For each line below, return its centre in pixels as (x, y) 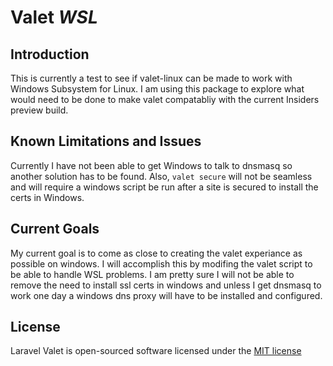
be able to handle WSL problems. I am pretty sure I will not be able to (152, 274)
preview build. (39, 110)
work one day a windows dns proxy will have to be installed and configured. (166, 295)
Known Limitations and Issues (106, 141)
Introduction (50, 54)
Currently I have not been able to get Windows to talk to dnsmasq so (151, 165)
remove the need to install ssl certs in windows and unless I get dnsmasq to (166, 285)
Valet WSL (54, 17)
